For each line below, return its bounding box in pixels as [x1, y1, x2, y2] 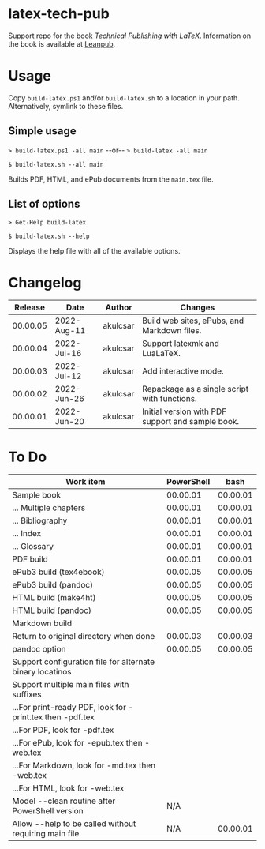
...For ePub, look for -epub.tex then [12, 738, 144, 749]
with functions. [141, 393, 197, 404]
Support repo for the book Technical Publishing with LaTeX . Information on [8, 31, 252, 40]
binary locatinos [12, 667, 73, 678]
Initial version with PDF [141, 406, 227, 417]
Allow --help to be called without [12, 818, 136, 829]
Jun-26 [54, 393, 85, 404]
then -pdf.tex [44, 712, 95, 723]
